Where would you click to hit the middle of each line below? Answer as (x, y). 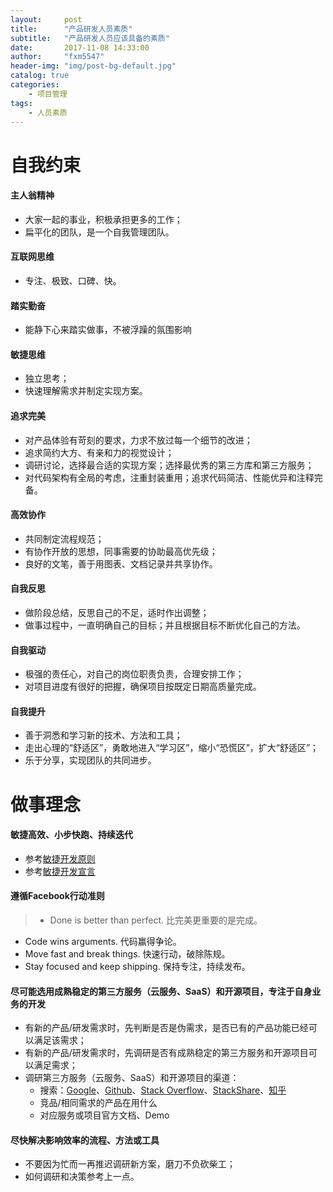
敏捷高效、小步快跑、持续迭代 (71, 835)
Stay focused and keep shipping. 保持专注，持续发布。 (137, 966)
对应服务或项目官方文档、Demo (104, 1115)
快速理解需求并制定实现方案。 (86, 391)
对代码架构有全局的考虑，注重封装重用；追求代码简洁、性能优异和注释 (169, 477)
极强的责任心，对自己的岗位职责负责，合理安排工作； (134, 674)
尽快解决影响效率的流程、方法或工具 (85, 1140)
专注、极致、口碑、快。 (73, 280)
